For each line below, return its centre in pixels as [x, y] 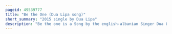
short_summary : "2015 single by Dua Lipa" [51, 19]
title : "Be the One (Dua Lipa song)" [46, 14]
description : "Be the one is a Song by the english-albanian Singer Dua [84, 24]
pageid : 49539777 [24, 10]
